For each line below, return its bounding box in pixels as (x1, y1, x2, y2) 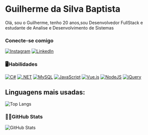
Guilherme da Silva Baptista (5, 3, 120, 15)
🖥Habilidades (5, 61, 38, 68)
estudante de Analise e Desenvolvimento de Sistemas (5, 25, 114, 30)
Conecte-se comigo (5, 37, 54, 44)
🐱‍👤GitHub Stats (5, 113, 43, 120)
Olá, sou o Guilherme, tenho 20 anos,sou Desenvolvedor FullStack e (5, 20, 144, 26)
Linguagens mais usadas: (5, 88, 85, 96)
